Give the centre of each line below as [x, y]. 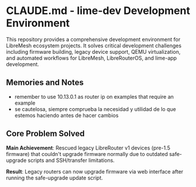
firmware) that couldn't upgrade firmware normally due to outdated [87, 154]
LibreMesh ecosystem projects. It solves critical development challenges [94, 46]
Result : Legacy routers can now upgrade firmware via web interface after [95, 171]
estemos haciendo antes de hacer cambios [66, 115]
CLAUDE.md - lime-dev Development [98, 11]
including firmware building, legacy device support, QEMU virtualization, [93, 51]
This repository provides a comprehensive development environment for [93, 39]
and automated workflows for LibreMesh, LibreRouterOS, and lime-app [92, 58]
